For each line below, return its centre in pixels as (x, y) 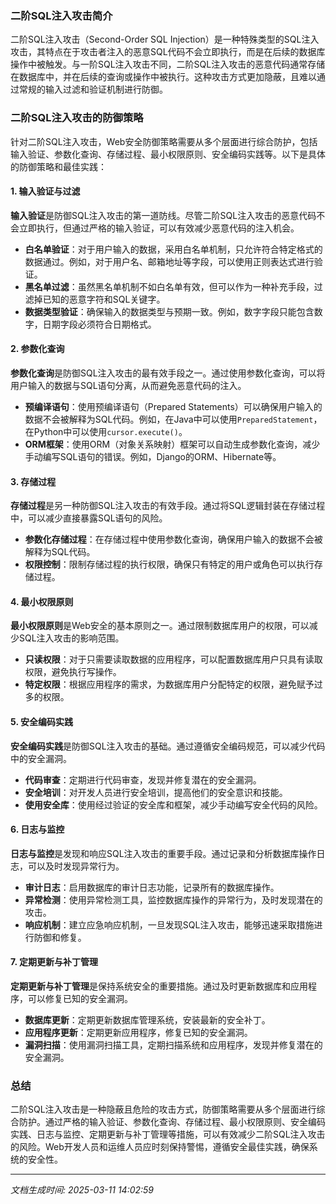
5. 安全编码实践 (41, 721)
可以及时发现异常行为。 (76, 866)
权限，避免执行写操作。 (73, 672)
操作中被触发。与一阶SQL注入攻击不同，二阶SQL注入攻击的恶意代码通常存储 (168, 64)
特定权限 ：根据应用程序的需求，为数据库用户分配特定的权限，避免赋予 (169, 684)
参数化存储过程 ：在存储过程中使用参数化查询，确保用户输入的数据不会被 (173, 539)
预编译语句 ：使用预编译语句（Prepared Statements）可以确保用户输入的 (173, 406)
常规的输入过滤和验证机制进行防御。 (93, 89)
